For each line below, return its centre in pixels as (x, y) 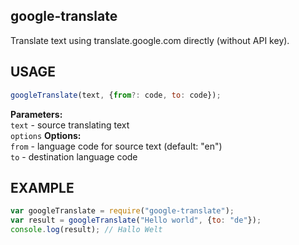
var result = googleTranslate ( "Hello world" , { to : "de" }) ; (136, 220)
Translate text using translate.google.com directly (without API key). (150, 40)
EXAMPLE (42, 187)
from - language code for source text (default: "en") (116, 146)
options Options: (46, 135)
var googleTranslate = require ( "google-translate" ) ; (122, 211)
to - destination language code (74, 156)
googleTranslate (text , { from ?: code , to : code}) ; (116, 95)
